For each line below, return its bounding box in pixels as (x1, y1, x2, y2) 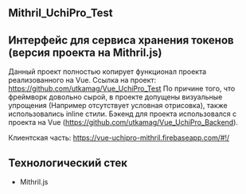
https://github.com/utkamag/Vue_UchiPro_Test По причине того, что (8, 83, 236, 94)
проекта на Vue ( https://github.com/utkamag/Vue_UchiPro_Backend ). (8, 118, 239, 127)
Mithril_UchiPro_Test (8, 6, 113, 20)
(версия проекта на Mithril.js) (8, 45, 162, 59)
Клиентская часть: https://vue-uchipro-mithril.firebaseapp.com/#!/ (8, 133, 230, 142)
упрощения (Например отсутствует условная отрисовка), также (8, 101, 228, 111)
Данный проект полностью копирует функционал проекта (8, 67, 207, 76)
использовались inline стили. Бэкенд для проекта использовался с (8, 109, 237, 118)
